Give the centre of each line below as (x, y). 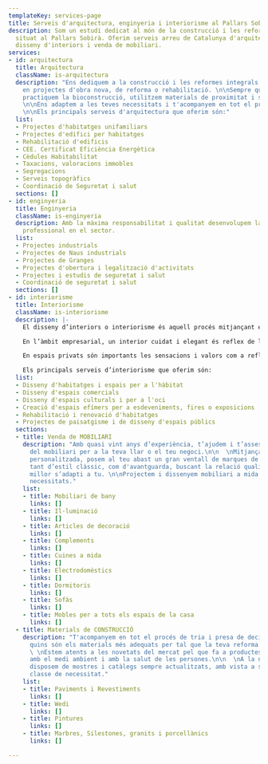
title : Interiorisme (49, 305)
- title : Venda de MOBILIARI (64, 437)
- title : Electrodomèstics (67, 570)
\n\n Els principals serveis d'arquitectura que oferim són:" (126, 112)
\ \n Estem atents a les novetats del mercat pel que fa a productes (146, 652)
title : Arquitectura (49, 68)
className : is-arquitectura (62, 75)
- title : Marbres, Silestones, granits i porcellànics (116, 734)
